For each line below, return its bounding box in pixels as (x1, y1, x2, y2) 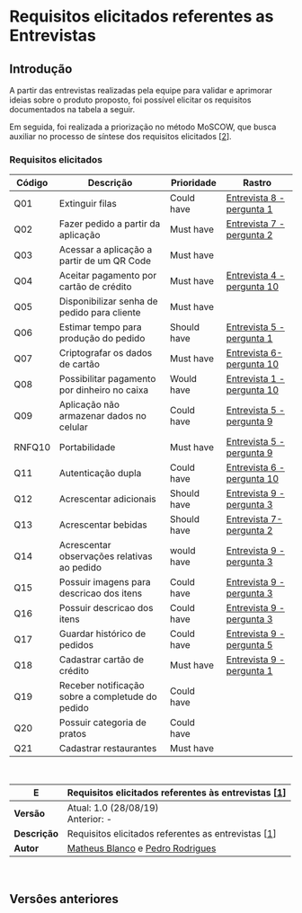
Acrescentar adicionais (58, 492, 157, 505)
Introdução (9, 61, 73, 76)
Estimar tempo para (58, 321, 142, 333)
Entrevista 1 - (226, 373, 286, 386)
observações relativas (58, 550, 153, 563)
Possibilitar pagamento (58, 373, 156, 386)
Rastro (242, 177, 272, 190)
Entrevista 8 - (226, 191, 286, 204)
